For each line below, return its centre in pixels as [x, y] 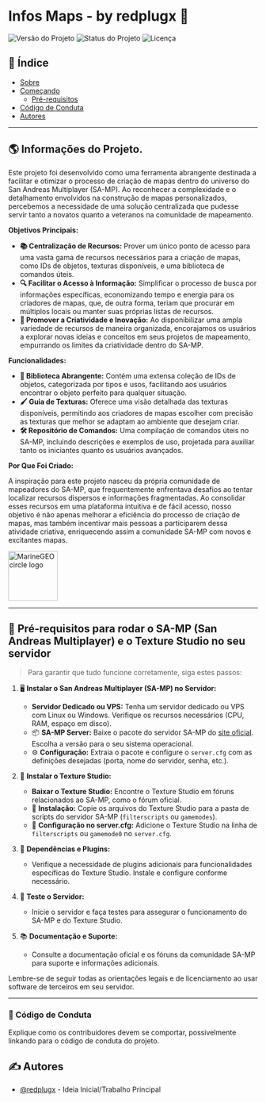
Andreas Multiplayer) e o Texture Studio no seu [127, 641]
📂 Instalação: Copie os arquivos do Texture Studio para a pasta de [140, 808]
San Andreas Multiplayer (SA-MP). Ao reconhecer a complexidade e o [122, 189]
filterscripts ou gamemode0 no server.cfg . [101, 834]
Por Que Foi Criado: [41, 465]
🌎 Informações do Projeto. [76, 150]
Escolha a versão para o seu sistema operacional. [112, 744]
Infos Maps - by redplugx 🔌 [99, 16]
